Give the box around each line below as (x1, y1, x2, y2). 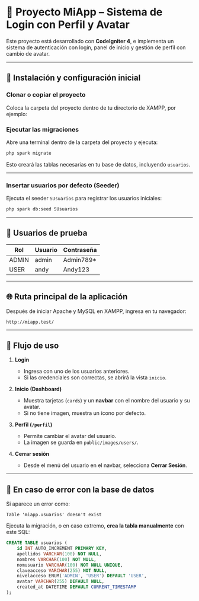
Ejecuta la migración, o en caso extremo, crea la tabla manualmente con (6, 522, 185, 529)
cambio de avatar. (6, 50, 50, 57)
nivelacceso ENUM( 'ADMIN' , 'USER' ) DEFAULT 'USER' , (17, 573, 147, 579)
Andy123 (63, 265, 90, 273)
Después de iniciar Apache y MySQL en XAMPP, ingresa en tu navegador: (6, 308, 187, 315)
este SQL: (6, 529, 30, 536)
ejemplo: (6, 110, 28, 117)
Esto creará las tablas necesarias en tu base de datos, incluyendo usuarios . (6, 161, 191, 168)
